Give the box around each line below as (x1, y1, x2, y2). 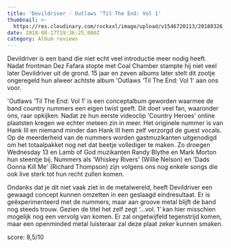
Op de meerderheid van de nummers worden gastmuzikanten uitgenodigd (7, 133, 217, 142)
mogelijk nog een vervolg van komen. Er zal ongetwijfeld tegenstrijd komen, (7, 212, 222, 221)
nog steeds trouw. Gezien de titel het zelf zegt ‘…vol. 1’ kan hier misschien (7, 205, 216, 214)
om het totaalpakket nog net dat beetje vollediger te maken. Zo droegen (7, 141, 211, 149)
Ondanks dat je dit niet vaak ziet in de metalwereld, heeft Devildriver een (7, 183, 213, 192)
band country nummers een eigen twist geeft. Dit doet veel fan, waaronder (7, 104, 219, 113)
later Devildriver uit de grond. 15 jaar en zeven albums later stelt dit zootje (7, 69, 215, 78)
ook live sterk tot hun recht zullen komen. (7, 170, 124, 179)
